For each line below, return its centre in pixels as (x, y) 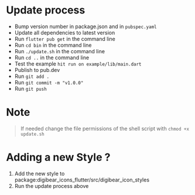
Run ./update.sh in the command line (60, 51)
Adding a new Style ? (58, 157)
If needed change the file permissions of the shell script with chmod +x (105, 128)
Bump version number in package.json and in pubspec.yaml (85, 26)
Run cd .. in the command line (52, 57)
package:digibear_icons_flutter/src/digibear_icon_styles (82, 180)
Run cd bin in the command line (53, 45)
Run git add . (32, 76)
